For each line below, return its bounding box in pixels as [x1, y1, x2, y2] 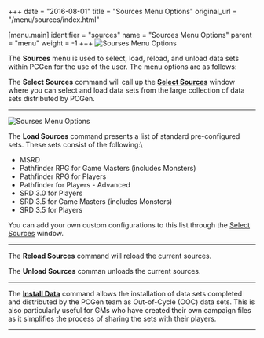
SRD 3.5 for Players [19, 205, 83, 214]
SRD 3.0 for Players [19, 188, 83, 198]
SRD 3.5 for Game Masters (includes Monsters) [19, 197, 173, 206]
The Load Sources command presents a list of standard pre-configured [8, 132, 240, 140]
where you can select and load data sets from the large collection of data [8, 85, 245, 95]
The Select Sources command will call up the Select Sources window [8, 78, 236, 86]
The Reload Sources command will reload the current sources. [8, 251, 212, 260]
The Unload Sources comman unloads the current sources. [8, 267, 201, 275]
